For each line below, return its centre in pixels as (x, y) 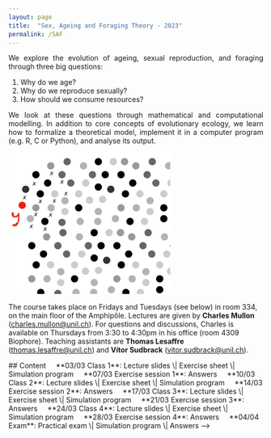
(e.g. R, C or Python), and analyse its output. (82, 141)
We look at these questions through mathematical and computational (136, 115)
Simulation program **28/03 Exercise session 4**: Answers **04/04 (134, 417)
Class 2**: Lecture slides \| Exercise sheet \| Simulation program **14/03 (135, 383)
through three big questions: (56, 67)
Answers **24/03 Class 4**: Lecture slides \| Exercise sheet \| (119, 409)
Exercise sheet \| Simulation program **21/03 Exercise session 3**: (127, 400)
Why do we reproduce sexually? (74, 91)
